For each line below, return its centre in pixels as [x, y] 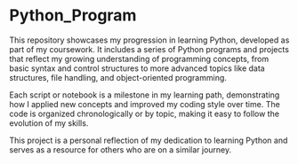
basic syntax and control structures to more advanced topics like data [137, 68]
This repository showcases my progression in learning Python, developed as [149, 40]
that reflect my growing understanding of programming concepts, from [139, 59]
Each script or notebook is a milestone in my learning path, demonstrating [145, 95]
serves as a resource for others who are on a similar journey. [121, 149]
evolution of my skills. [49, 123]
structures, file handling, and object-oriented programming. [118, 77]
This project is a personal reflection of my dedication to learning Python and [149, 140]
